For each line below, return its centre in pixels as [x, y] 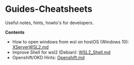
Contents [15, 32]
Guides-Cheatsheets [49, 9]
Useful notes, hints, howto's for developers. [49, 23]
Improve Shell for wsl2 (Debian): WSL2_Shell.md [61, 52]
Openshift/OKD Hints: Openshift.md [48, 57]
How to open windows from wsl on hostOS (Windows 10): [71, 42]
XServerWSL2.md [30, 47]
